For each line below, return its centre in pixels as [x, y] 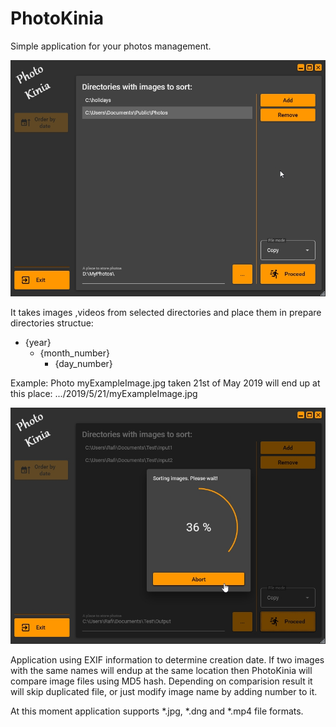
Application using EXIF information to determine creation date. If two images [167, 659]
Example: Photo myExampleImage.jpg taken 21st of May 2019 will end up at [165, 383]
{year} [38, 342]
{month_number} [74, 353]
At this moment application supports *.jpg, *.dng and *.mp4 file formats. [157, 711]
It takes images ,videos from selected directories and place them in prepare [166, 312]
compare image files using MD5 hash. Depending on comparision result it [161, 681]
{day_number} [83, 363]
